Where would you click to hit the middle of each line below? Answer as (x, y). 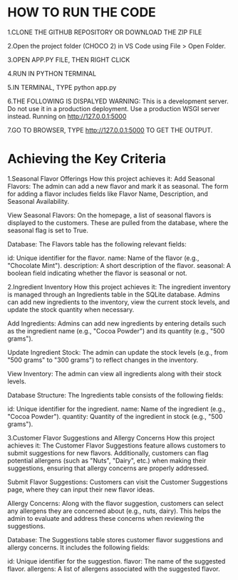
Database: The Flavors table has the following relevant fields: (97, 244)
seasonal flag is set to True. (48, 230)
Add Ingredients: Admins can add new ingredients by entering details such (117, 323)
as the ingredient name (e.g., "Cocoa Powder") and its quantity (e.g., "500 (116, 331)
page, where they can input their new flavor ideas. (81, 490)
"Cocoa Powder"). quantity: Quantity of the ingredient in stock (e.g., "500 (115, 416)
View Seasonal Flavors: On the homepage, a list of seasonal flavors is (109, 215)
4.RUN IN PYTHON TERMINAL (52, 73)
